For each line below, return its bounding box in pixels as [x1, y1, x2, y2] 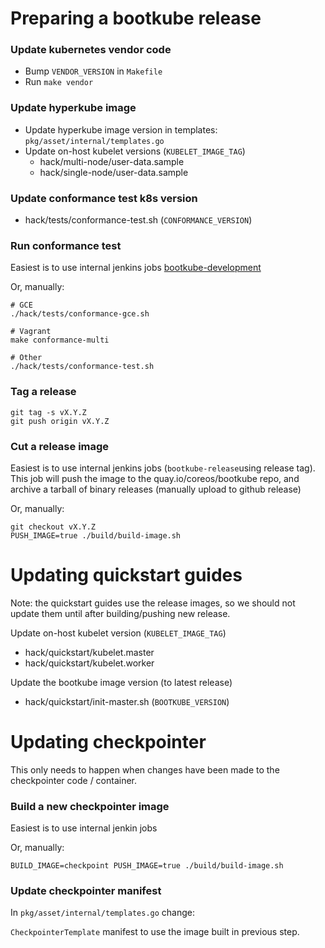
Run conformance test [10, 239, 122, 252]
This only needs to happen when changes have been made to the [10, 763, 280, 776]
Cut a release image [10, 439, 110, 453]
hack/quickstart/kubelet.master [24, 646, 155, 658]
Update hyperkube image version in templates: [24, 123, 218, 136]
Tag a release [10, 385, 77, 399]
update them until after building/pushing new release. [10, 607, 231, 619]
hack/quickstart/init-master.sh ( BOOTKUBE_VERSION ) [24, 695, 230, 707]
